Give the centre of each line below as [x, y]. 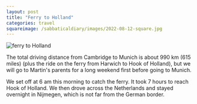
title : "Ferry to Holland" [40, 17]
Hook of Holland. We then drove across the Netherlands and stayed [90, 88]
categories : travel [31, 23]
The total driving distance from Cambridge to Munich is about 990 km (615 [98, 57]
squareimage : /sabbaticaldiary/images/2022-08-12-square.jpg [84, 29]
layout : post [23, 12]
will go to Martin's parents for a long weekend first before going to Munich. [99, 70]
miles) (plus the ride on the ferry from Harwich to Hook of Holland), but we [98, 64]
